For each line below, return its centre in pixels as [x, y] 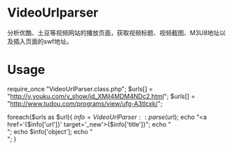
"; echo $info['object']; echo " [50, 131]
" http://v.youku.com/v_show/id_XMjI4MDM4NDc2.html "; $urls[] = [101, 96]
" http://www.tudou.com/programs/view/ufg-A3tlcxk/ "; [85, 103]
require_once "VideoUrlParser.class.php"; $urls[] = [80, 88]
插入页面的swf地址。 [43, 41]
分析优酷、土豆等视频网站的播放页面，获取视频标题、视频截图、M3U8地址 [114, 32]
